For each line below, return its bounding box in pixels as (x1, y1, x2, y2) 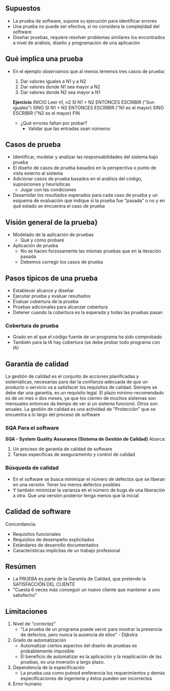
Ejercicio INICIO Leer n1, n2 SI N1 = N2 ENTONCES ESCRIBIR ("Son (12, 99, 155, 105)
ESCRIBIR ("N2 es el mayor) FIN (12, 110, 80, 116)
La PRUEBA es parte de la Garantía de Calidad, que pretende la (12, 576, 146, 582)
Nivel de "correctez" (12, 621, 56, 627)
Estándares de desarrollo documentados (12, 542, 99, 548)
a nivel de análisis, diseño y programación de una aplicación (12, 40, 140, 46)
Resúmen (5, 562, 36, 571)
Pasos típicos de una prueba (5, 274, 98, 282)
